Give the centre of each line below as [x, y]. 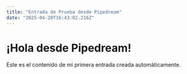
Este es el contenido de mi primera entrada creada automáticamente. [93, 65]
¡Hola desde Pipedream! [69, 48]
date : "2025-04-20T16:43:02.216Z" [51, 18]
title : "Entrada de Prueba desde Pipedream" [64, 12]
